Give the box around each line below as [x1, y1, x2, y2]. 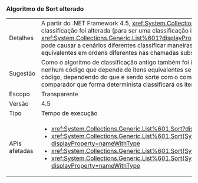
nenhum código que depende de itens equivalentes [41, 66, 184, 74]
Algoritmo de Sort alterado [6, 5, 84, 13]
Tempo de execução [41, 109, 98, 117]
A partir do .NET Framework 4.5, [41, 19, 131, 28]
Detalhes [9, 34, 34, 43]
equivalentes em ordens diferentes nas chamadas [41, 49, 179, 57]
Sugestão [9, 70, 36, 78]
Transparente [41, 90, 78, 99]
